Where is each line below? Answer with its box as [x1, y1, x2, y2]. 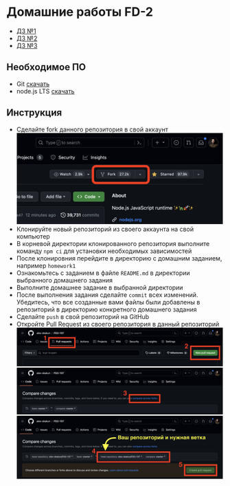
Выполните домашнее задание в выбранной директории [16, 283, 183, 292]
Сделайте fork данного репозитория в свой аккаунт [16, 125, 169, 133]
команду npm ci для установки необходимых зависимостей [16, 247, 192, 255]
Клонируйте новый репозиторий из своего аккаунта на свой [16, 225, 194, 234]
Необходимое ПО [6, 61, 87, 73]
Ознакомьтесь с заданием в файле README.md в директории [16, 269, 190, 277]
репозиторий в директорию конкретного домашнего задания [16, 305, 197, 313]
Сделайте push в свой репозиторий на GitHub [16, 313, 150, 321]
